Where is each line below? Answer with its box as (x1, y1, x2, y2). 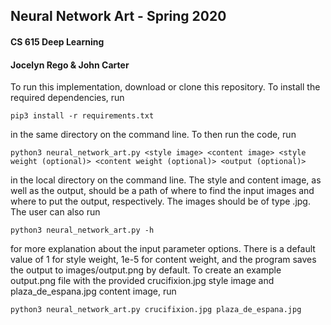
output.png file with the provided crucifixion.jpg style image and (10, 275, 275, 287)
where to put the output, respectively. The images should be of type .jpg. (10, 195, 311, 208)
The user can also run (10, 206, 101, 218)
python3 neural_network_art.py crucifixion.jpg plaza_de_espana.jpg (10, 305, 302, 315)
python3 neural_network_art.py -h (10, 225, 155, 236)
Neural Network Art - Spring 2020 (10, 8, 227, 25)
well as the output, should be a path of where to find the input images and (10, 185, 315, 197)
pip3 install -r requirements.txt (10, 111, 155, 121)
